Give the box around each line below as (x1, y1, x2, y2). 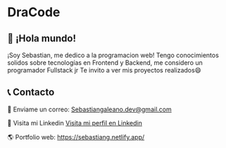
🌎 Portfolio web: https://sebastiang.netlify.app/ (7, 132, 145, 141)
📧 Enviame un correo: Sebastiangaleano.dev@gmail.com (7, 105, 172, 113)
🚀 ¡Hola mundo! (7, 32, 76, 44)
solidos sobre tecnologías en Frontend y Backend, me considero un (7, 58, 203, 67)
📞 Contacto (7, 86, 55, 99)
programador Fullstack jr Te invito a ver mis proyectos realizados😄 (7, 66, 202, 74)
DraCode (7, 4, 61, 20)
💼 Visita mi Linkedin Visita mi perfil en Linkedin (7, 118, 142, 127)
